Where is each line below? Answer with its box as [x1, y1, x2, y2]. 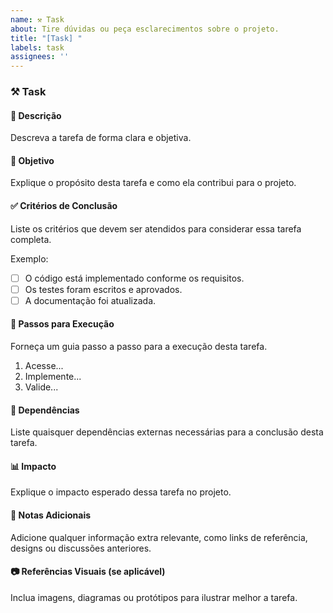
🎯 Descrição [10, 109, 62, 121]
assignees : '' [10, 52, 70, 62]
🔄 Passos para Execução [10, 318, 115, 330]
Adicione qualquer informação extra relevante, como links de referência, [10, 531, 308, 543]
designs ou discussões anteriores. [10, 542, 152, 554]
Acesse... [24, 360, 64, 372]
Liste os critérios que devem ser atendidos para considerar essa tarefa [10, 222, 302, 235]
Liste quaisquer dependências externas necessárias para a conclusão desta [10, 426, 324, 438]
